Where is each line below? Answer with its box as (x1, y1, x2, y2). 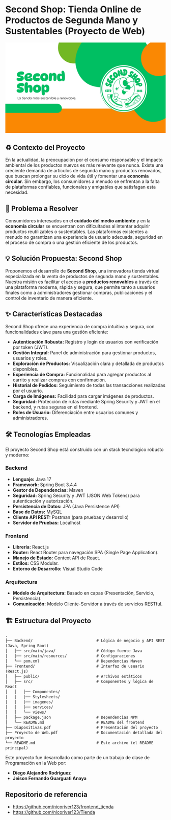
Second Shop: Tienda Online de (5, 4, 141, 15)
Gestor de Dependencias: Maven (12, 487, 83, 493)
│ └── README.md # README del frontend (5, 720, 145, 725)
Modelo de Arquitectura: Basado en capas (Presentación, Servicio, (12, 590, 155, 596)
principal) (5, 745, 28, 751)
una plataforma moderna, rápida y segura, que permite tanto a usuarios (5, 284, 155, 290)
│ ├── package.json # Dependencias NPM (5, 715, 138, 720)
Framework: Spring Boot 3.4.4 (12, 482, 77, 488)
